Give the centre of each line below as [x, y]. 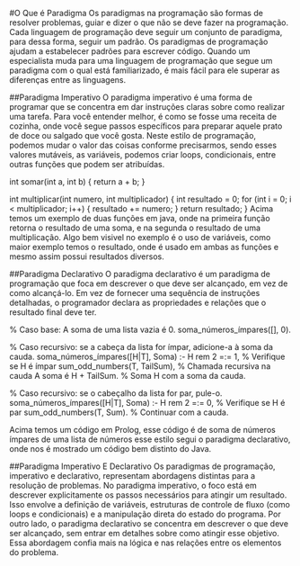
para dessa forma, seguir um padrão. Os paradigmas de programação [139, 41]
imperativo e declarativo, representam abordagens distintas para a [132, 476]
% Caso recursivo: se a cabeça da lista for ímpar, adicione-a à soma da [141, 347]
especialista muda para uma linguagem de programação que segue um [141, 61]
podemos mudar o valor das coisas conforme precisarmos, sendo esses [143, 145]
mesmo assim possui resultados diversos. [87, 256]
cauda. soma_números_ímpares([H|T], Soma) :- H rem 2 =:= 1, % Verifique [147, 356]
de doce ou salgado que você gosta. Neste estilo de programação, [133, 135]
